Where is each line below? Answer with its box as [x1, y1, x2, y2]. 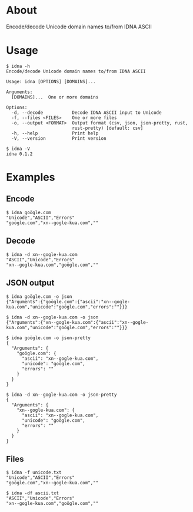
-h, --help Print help [11, 130, 99, 136]
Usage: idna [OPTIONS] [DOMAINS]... [6, 78, 96, 84]
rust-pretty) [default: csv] [71, 125, 144, 131]
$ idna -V [6, 146, 31, 152]
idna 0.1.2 [6, 151, 33, 157]
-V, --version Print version [11, 135, 107, 142]
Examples [6, 170, 55, 184]
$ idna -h [6, 63, 31, 69]
